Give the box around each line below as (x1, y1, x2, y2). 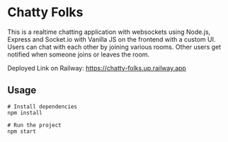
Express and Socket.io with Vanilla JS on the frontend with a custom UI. (7, 35, 216, 43)
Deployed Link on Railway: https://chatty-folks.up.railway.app (7, 64, 186, 72)
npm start (7, 128, 37, 135)
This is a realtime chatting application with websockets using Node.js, (7, 28, 211, 36)
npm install (7, 109, 42, 117)
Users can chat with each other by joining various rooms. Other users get (7, 42, 222, 51)
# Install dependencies (7, 103, 78, 110)
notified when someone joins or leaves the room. (7, 50, 150, 59)
